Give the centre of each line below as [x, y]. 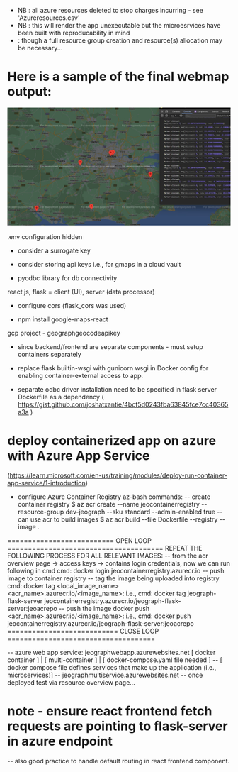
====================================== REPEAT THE [105, 548]
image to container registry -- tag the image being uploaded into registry [113, 578]
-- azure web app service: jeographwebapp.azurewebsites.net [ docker [112, 653]
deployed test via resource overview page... [72, 683]
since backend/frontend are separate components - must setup [110, 347]
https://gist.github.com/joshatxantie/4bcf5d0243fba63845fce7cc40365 [123, 404]
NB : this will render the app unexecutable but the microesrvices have [119, 25]
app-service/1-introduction [47, 483]
